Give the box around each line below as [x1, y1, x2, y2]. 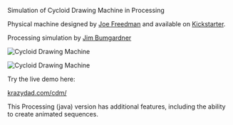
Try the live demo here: [7, 75, 76, 83]
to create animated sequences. [7, 110, 98, 118]
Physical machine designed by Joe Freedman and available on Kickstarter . [7, 20, 226, 28]
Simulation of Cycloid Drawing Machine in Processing [7, 6, 165, 14]
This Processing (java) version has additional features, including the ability [7, 102, 226, 111]
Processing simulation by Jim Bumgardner [7, 33, 132, 42]
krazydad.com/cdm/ [7, 89, 67, 97]
